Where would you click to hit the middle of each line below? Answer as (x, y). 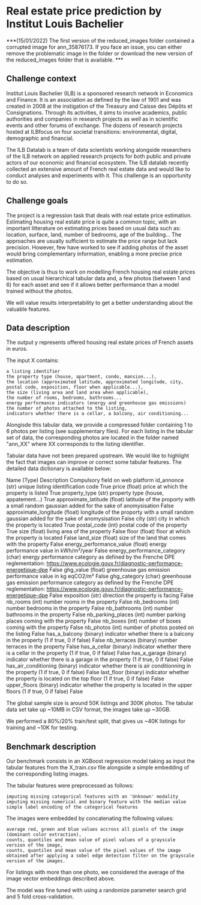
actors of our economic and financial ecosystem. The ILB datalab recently (97, 162)
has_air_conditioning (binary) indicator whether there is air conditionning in (99, 666)
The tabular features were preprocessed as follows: (70, 786)
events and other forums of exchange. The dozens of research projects (94, 125)
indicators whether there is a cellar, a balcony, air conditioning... (97, 414)
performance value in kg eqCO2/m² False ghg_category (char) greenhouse (99, 576)
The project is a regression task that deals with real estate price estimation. (99, 215)
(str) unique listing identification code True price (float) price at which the (97, 487)
